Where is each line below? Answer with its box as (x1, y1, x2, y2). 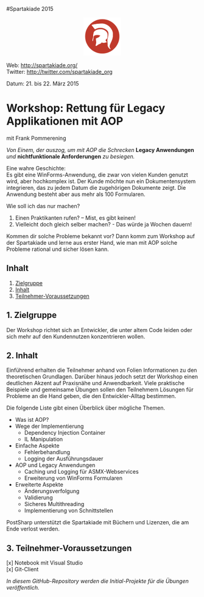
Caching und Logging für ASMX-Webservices (24, 468, 139, 476)
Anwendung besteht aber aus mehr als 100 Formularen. (6, 190, 146, 198)
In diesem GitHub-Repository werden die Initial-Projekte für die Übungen (6, 577, 189, 585)
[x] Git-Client (6, 566, 39, 573)
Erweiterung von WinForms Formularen (24, 474, 123, 482)
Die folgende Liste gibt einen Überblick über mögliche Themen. (6, 404, 166, 411)
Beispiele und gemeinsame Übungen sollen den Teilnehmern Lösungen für (6, 386, 194, 393)
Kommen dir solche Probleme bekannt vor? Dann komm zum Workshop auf (6, 232, 195, 240)
